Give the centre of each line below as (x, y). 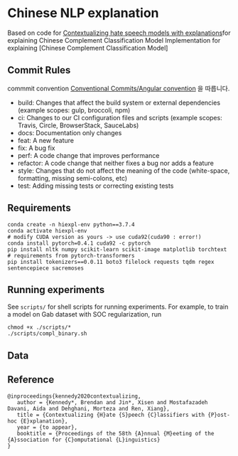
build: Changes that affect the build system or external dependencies (119, 102)
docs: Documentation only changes (70, 132)
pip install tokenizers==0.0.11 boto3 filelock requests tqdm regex (111, 262)
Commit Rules (39, 70)
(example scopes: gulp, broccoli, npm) (74, 110)
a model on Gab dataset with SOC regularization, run (85, 314)
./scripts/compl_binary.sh (47, 334)
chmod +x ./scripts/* (39, 328)
